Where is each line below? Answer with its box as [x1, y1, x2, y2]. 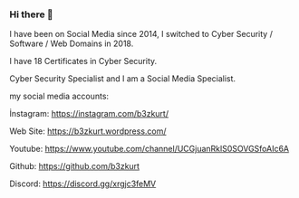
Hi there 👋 [9, 8, 54, 21]
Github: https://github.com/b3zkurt [9, 161, 140, 172]
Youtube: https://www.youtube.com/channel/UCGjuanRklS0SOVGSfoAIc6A [9, 144, 290, 155]
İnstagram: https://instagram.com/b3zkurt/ [9, 108, 169, 119]
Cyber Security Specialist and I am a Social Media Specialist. [9, 73, 236, 84]
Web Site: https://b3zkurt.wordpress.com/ [9, 126, 167, 137]
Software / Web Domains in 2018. [9, 38, 134, 49]
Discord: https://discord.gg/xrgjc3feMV [9, 178, 157, 189]
